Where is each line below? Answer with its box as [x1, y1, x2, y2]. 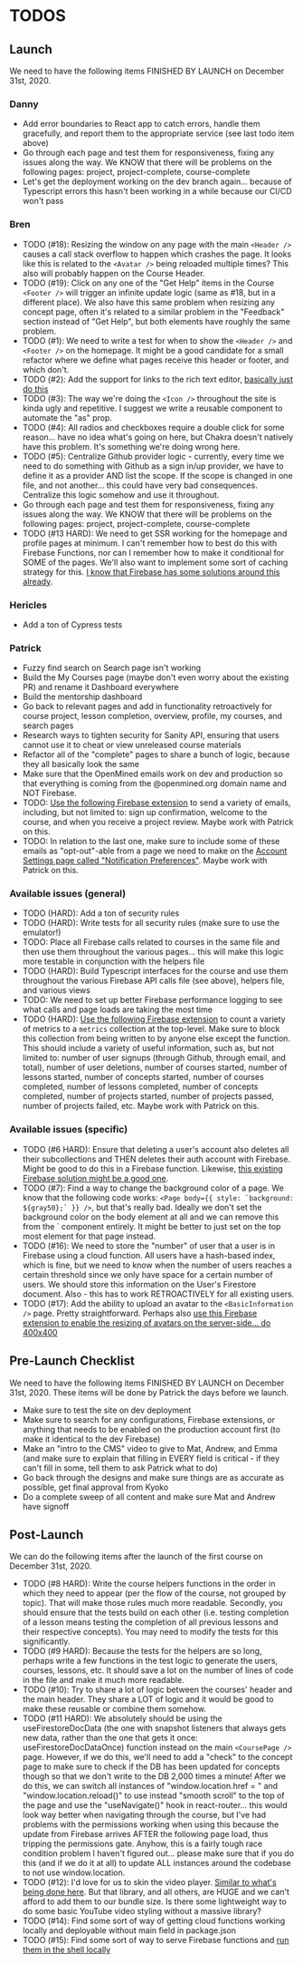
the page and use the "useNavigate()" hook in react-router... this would [22, 1800, 288, 1811]
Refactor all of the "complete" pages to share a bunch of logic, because [22, 749, 290, 760]
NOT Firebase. [22, 788, 77, 799]
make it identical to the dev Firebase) [22, 1434, 161, 1444]
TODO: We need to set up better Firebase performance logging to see [22, 995, 283, 1006]
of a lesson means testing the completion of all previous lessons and [22, 1617, 279, 1628]
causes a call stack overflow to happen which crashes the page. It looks [22, 248, 292, 259]
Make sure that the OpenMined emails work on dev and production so [22, 768, 283, 780]
